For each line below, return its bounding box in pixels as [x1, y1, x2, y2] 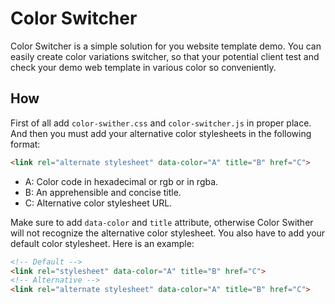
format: [10, 138, 41, 150]
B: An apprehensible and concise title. [24, 186, 182, 198]
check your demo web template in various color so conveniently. [10, 61, 277, 73]
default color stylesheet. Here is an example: [10, 237, 195, 249]
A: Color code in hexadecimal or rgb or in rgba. [24, 175, 219, 187]
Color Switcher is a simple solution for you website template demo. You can [10, 40, 322, 52]
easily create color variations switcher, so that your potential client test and [10, 50, 320, 62]
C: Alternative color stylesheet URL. [24, 197, 173, 209]
